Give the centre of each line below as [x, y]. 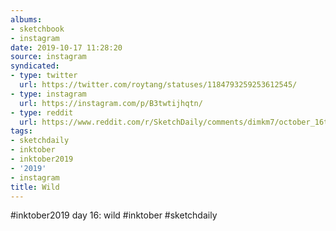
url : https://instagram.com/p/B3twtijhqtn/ [111, 103]
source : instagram [48, 57]
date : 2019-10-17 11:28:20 [66, 47]
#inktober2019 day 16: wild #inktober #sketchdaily [114, 215]
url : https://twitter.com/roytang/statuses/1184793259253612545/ [158, 85]
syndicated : [35, 66]
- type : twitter [44, 76]
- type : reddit [42, 112]
